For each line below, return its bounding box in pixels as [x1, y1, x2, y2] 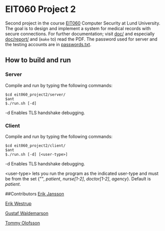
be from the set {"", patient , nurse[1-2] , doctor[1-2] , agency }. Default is [5, 175, 151, 181]
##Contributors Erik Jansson [5, 190, 64, 196]
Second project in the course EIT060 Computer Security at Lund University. [5, 20, 161, 26]
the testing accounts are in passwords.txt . [5, 41, 91, 47]
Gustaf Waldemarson [5, 210, 49, 216]
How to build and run [5, 56, 71, 65]
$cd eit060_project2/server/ [5, 92, 66, 97]
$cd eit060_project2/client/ [5, 143, 66, 148]
